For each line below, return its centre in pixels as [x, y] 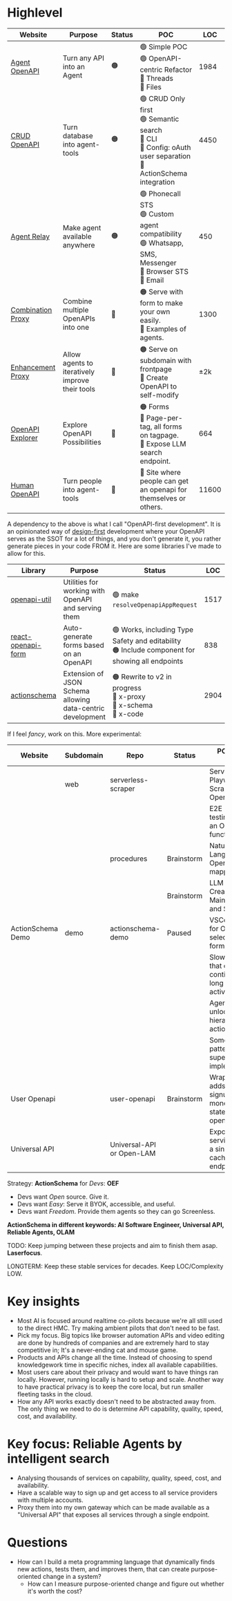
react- [21, 636]
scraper [123, 788]
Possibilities [82, 442]
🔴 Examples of [163, 328]
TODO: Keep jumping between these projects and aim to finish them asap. [113, 1245]
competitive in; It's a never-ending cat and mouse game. [97, 1350]
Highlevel [35, 13]
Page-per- [164, 418]
